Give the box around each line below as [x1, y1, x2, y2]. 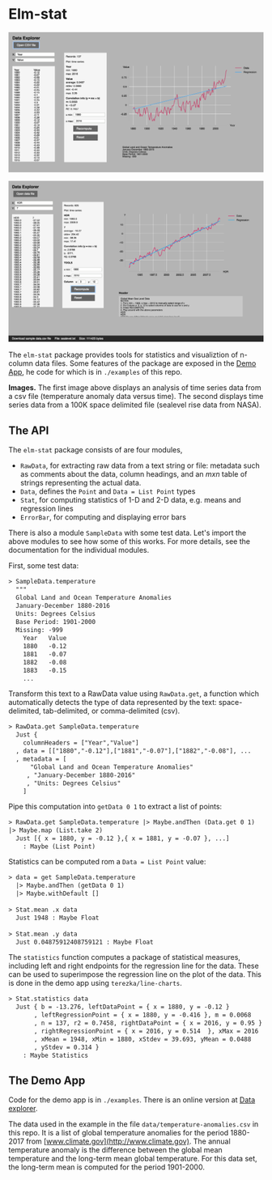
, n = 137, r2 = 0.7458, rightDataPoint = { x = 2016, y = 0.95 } [33, 1019, 263, 1028]
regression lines [19, 503, 74, 514]
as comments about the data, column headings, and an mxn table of [19, 469, 248, 479]
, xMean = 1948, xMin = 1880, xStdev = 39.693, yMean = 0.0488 [33, 1035, 252, 1044]
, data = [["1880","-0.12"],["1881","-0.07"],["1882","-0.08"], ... [15, 747, 252, 755]
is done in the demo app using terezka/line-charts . [8, 978, 182, 988]
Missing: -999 [15, 626, 63, 635]
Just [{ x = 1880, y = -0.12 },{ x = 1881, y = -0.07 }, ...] [15, 834, 230, 843]
